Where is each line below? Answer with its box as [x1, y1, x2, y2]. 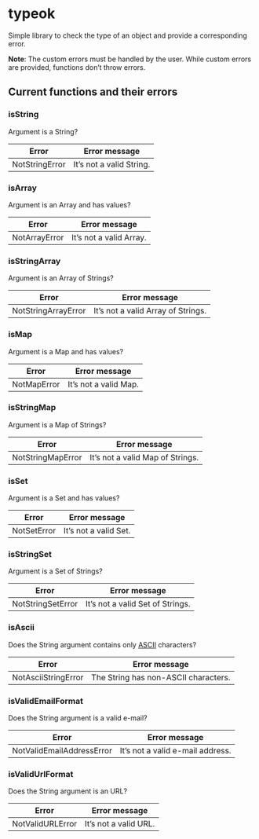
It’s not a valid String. [73, 159, 151, 170]
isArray [8, 182, 38, 193]
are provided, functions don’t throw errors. [8, 62, 146, 71]
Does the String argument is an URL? [8, 786, 128, 796]
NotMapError [12, 379, 60, 390]
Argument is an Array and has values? [8, 200, 131, 209]
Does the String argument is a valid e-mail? [8, 713, 148, 723]
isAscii [8, 622, 35, 633]
